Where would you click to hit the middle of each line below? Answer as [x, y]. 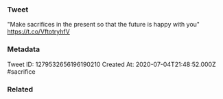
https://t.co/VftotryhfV [38, 31]
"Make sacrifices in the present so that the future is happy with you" [104, 25]
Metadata [23, 49]
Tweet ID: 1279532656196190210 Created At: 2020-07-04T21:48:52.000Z [111, 64]
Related [20, 89]
